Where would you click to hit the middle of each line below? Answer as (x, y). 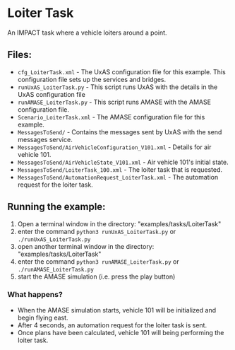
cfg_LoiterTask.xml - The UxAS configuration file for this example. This (121, 71)
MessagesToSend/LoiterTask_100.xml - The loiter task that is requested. (120, 169)
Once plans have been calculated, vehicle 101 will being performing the (121, 332)
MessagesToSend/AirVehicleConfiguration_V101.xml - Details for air (114, 147)
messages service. (45, 139)
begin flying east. (43, 317)
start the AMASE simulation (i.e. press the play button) (96, 276)
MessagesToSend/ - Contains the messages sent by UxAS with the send (120, 132)
